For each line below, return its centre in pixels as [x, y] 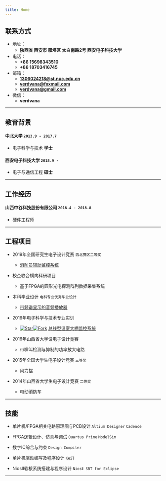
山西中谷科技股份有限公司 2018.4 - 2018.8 [48, 208]
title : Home [17, 10]
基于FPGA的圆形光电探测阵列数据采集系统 [62, 286]
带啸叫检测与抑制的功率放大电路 [52, 349]
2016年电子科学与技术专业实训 [43, 318]
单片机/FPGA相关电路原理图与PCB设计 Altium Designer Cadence [77, 426]
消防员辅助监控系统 [39, 265]
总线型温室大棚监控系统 [72, 328]
